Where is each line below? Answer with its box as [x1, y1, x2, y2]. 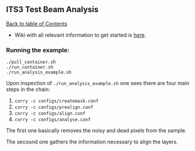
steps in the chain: [6, 86, 51, 93]
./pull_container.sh [6, 59, 57, 65]
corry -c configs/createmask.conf [14, 99, 99, 104]
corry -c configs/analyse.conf [14, 117, 91, 123]
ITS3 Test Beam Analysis [6, 5, 99, 15]
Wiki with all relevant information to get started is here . [14, 31, 147, 38]
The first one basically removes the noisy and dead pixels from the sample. [6, 127, 187, 134]
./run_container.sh [6, 64, 54, 71]
